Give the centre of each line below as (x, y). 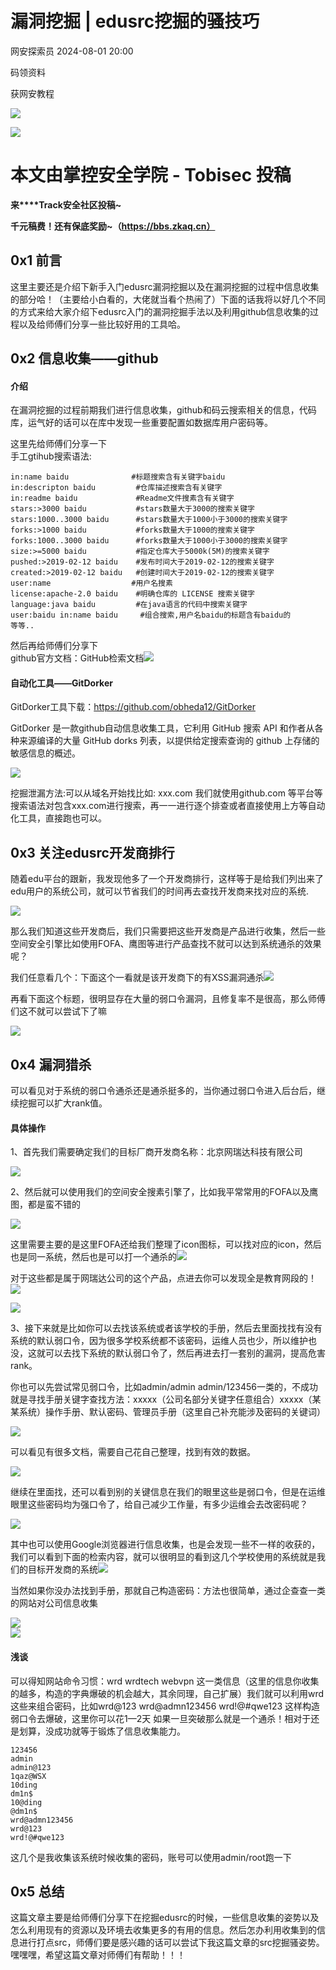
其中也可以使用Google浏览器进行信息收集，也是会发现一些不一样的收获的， (165, 1544)
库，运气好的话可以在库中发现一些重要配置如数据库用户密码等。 (141, 423)
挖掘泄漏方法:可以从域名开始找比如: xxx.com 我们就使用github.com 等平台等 (166, 793)
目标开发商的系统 (62, 1569)
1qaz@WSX (28, 1776)
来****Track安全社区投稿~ (66, 204)
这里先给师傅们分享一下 (58, 444)
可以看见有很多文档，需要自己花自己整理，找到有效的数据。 (133, 1452)
